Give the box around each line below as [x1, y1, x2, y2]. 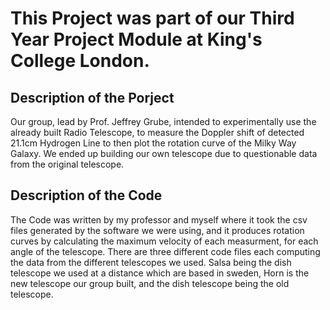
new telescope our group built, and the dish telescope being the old [10, 277, 290, 289]
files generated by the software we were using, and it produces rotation [10, 224, 305, 236]
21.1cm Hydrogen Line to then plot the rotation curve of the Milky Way [10, 137, 297, 149]
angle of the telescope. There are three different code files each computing [10, 245, 321, 257]
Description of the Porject [10, 89, 175, 106]
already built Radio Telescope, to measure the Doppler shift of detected [10, 127, 305, 138]
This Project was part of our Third [10, 7, 295, 30]
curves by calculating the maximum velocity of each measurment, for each [10, 235, 319, 247]
